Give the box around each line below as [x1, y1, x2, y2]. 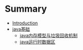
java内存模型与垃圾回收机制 [19, 32, 78, 38]
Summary [5, 3, 47, 15]
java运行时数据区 [19, 39, 56, 45]
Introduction [12, 20, 38, 26]
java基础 [12, 26, 30, 32]
